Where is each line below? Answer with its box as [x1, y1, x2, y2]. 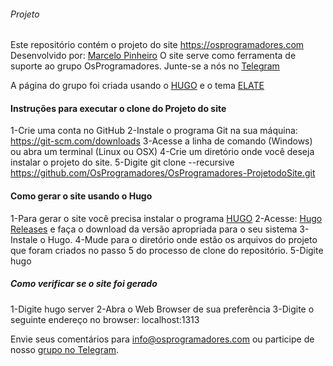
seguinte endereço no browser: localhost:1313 [10, 313, 200, 325]
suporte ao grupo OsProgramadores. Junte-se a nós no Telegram [10, 60, 280, 72]
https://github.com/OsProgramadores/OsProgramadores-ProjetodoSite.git [10, 167, 316, 179]
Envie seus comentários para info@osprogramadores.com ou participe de [10, 333, 315, 345]
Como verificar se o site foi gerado [10, 278, 158, 290]
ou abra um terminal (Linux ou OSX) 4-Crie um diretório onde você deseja [10, 146, 315, 158]
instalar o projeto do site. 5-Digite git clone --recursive [10, 156, 235, 169]
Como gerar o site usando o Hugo [10, 190, 153, 202]
